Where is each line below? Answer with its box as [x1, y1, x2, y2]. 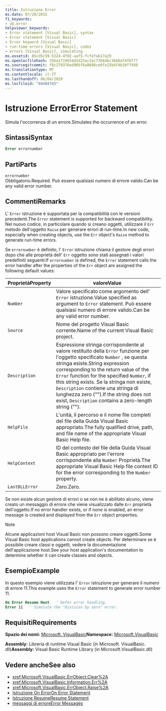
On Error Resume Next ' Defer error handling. [5, 600, 107, 605]
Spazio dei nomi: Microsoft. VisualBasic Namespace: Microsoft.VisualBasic [5, 632, 159, 638]
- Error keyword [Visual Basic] [5, 40, 72, 45]
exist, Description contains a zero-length [56, 397, 152, 404]
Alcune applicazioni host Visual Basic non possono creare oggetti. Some [5, 531, 152, 537]
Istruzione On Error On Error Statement [12, 690, 90, 696]
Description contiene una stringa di [56, 384, 138, 391]
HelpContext [7, 460, 36, 466]
